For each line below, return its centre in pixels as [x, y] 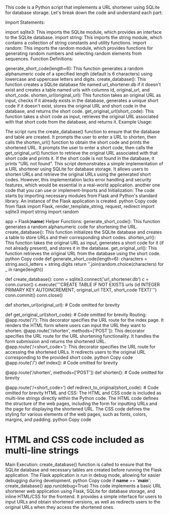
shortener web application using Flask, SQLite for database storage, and [80, 491]
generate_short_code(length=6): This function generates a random [74, 68]
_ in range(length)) [24, 269]
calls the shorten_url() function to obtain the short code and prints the [77, 142]
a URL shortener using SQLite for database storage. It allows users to [77, 169]
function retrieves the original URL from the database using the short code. [83, 253]
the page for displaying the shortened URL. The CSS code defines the [77, 409]
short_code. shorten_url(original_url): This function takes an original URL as [83, 95]
